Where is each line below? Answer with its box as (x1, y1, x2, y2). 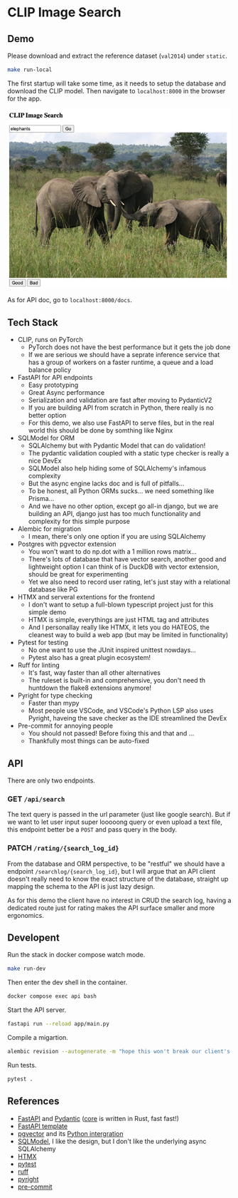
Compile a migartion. (7, 1033, 69, 1041)
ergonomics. (7, 911, 44, 919)
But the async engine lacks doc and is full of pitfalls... (28, 479, 185, 488)
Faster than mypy (28, 699, 80, 708)
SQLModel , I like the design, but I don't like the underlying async (17, 1137, 207, 1145)
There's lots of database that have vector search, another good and (28, 555, 227, 564)
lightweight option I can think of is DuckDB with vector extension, (28, 562, 220, 571)
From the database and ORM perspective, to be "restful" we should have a (7, 859, 225, 868)
